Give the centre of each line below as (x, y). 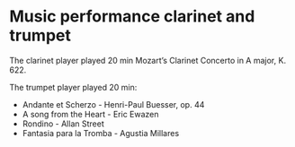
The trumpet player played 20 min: (73, 87)
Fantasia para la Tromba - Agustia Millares (101, 133)
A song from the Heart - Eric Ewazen (90, 114)
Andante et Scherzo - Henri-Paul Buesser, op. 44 (113, 104)
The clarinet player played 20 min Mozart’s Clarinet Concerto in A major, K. (147, 60)
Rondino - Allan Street (63, 124)
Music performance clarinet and (132, 17)
